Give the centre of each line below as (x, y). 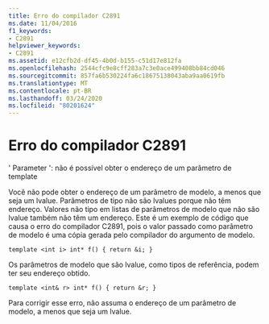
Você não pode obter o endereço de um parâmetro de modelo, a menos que (135, 192)
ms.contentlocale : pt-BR (50, 91)
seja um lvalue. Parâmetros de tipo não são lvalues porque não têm (120, 201)
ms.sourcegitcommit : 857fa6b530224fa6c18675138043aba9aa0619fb (117, 76)
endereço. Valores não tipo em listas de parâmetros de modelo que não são (134, 210)
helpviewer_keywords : (45, 46)
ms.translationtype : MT (48, 83)
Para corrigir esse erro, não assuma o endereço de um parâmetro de (122, 303)
